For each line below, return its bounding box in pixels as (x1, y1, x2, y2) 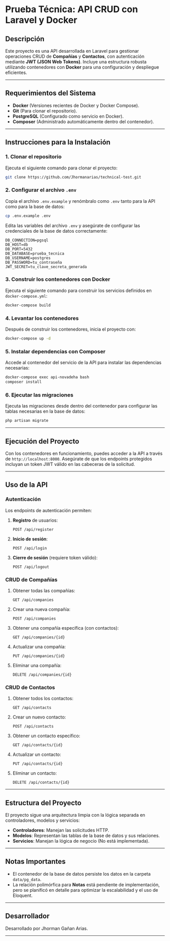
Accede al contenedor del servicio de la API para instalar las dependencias (5, 359, 162, 366)
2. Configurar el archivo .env (5, 187, 77, 194)
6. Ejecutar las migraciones (5, 391, 73, 399)
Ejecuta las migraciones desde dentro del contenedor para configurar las (5, 403, 158, 409)
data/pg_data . (12, 876, 41, 882)
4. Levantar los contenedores (5, 314, 79, 321)
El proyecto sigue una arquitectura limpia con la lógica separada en (5, 812, 146, 818)
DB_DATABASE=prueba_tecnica (5, 251, 65, 256)
